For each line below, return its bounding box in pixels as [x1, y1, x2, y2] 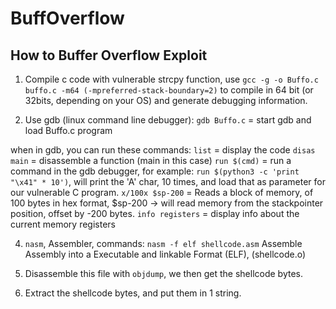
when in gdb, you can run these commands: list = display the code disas [10, 144, 316, 156]
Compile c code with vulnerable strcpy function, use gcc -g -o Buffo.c [24, 73, 319, 85]
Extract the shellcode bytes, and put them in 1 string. [24, 287, 242, 299]
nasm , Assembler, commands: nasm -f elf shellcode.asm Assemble [24, 238, 303, 249]
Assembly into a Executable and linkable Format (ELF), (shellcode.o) [24, 248, 307, 260]
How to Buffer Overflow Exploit [10, 47, 208, 64]
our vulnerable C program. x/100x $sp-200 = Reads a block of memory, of [10, 187, 314, 198]
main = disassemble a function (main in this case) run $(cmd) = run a [10, 155, 292, 166]
